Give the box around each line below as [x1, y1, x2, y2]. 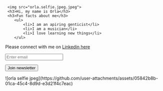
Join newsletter [7, 65, 36, 71]
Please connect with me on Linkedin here [5, 44, 90, 50]
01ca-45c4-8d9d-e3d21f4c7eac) [5, 81, 73, 87]
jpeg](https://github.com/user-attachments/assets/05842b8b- [29, 75, 158, 81]
